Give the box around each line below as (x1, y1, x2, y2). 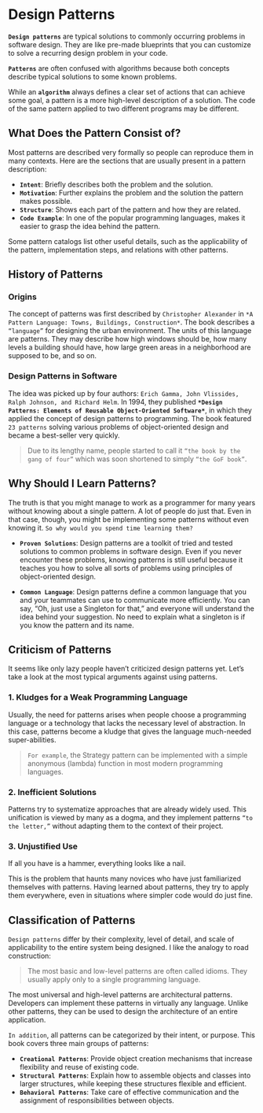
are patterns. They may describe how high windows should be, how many (8, 335, 247, 344)
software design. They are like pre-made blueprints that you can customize (8, 39, 251, 49)
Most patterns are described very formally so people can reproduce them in (8, 147, 254, 157)
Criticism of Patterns (8, 643, 111, 656)
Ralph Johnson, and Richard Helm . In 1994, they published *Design (8, 397, 223, 406)
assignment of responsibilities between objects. (19, 1096, 174, 1105)
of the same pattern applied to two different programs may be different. (8, 104, 239, 113)
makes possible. (19, 196, 73, 205)
